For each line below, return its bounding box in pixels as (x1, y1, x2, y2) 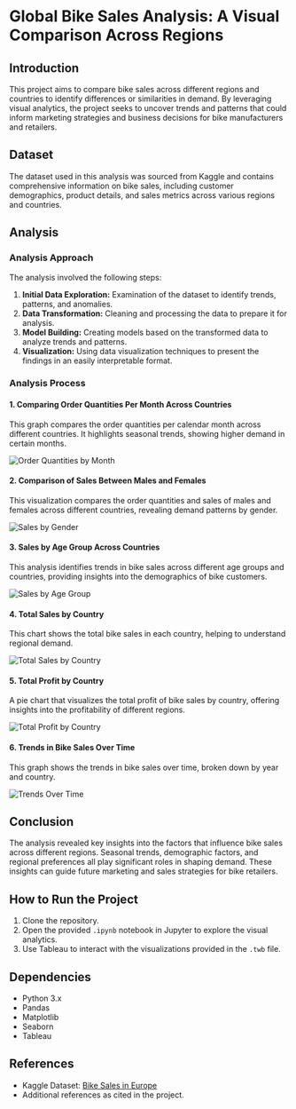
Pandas (21, 1002, 51, 1013)
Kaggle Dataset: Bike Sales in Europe (21, 1080, 158, 1090)
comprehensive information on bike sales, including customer (9, 180, 235, 191)
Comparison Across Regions (9, 25, 224, 45)
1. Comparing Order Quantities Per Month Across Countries (9, 400, 232, 410)
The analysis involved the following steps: (9, 272, 162, 282)
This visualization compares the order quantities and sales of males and (9, 495, 272, 505)
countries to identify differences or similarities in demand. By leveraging (9, 93, 272, 104)
